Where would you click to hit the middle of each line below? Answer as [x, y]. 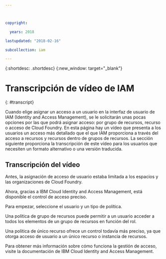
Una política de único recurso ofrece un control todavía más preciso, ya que [83, 231]
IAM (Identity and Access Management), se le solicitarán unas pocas [76, 117]
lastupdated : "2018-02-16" [33, 41]
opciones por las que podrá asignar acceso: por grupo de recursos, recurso [83, 123]
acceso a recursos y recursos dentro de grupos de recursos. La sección [79, 138]
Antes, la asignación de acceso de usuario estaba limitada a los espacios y [82, 177]
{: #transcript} [20, 102]
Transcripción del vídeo [43, 165]
